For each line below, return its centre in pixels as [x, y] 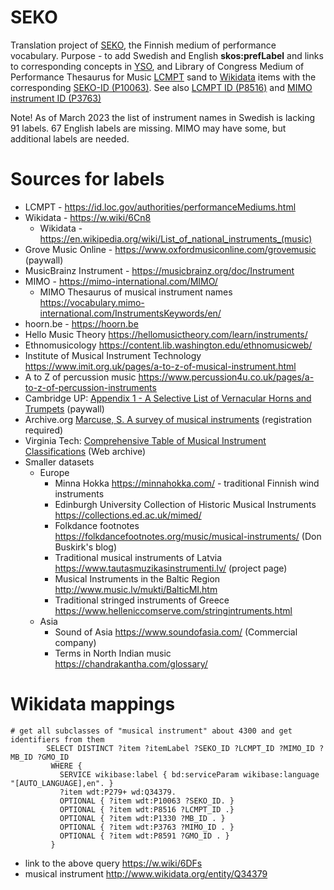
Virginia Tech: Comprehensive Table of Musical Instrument [145, 440]
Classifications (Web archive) [85, 451]
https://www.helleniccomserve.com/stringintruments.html [173, 610]
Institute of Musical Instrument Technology [113, 355]
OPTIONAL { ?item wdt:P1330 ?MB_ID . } [142, 818]
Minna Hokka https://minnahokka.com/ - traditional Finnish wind [187, 483]
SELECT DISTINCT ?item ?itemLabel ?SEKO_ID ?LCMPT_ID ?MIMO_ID [180, 748]
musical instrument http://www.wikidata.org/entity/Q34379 [146, 873]
